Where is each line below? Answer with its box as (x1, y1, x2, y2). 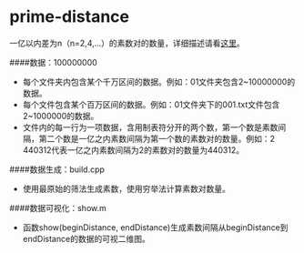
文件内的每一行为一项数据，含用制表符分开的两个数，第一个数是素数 (22, 121, 279, 133)
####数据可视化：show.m (9, 202, 106, 213)
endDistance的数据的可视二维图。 (22, 233, 150, 244)
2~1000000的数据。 (22, 110, 99, 121)
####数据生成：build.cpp (9, 164, 105, 175)
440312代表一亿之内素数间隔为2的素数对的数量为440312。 (22, 144, 244, 156)
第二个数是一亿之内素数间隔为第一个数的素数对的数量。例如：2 (38, 133, 276, 144)
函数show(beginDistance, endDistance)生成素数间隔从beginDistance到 (22, 221, 289, 233)
